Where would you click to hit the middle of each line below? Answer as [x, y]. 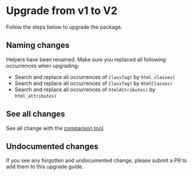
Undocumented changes [52, 146]
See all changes [36, 114]
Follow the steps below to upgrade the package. [64, 27]
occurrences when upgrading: [43, 65]
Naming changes [38, 45]
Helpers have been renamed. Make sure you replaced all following [86, 59]
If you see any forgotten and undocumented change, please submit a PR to [97, 161]
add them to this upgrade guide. [45, 167]
